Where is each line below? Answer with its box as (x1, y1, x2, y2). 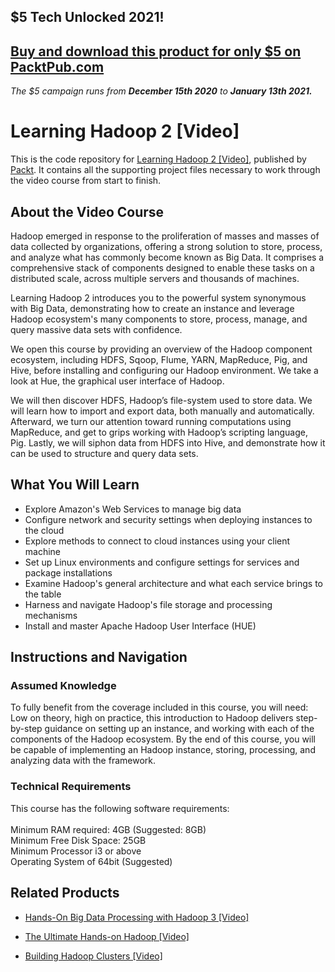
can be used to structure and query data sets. (10, 447, 199, 459)
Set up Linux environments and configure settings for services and (24, 556, 300, 568)
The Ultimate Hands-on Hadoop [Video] (24, 930, 190, 942)
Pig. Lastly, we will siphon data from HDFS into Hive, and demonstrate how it (10, 436, 326, 449)
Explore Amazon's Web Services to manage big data (24, 503, 242, 515)
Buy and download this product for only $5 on (10, 43, 302, 60)
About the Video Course (10, 203, 165, 220)
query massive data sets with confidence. (10, 323, 183, 335)
